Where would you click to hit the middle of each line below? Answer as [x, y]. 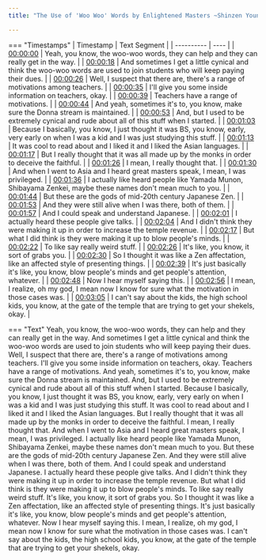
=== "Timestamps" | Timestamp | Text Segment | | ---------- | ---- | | [122, 45]
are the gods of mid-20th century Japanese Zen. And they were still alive [127, 455]
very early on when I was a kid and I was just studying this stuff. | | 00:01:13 [131, 137]
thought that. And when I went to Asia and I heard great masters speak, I [126, 430]
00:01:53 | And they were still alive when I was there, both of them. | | [122, 204]
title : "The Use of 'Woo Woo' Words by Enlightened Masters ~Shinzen [125, 15]
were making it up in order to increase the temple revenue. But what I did [127, 480]
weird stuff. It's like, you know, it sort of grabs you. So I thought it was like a [131, 497]
